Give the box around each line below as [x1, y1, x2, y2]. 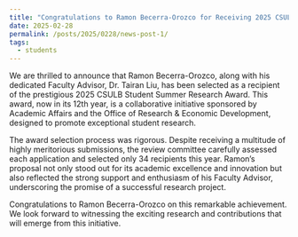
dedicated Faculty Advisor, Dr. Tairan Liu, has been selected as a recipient [9, 80, 280, 91]
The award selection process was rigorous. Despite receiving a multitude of [9, 135, 286, 146]
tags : [9, 37, 29, 47]
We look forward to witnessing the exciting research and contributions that [9, 209, 282, 219]
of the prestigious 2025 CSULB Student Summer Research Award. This [9, 90, 269, 100]
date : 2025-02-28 [9, 21, 74, 30]
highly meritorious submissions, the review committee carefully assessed [9, 144, 278, 155]
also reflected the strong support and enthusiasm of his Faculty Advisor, [9, 172, 273, 183]
